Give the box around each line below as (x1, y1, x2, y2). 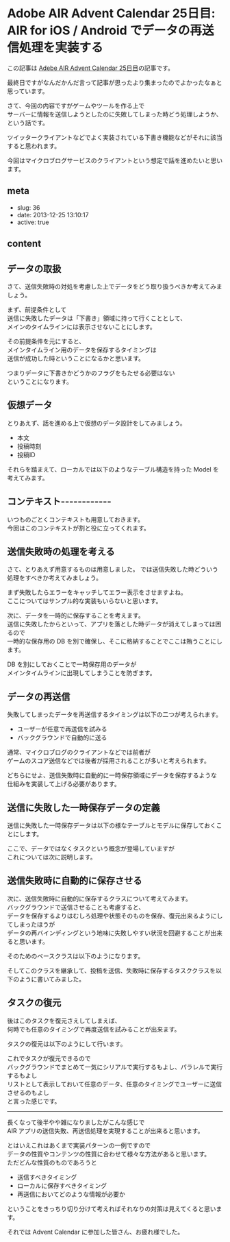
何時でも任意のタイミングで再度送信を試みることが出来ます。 (7, 1025, 181, 1033)
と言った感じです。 (7, 1097, 61, 1105)
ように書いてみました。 (18, 975, 86, 983)
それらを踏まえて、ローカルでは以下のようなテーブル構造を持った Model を (7, 465, 219, 473)
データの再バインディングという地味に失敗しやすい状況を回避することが (7, 929, 211, 937)
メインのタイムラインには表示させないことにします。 (7, 322, 156, 330)
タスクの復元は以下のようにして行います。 (7, 1039, 127, 1048)
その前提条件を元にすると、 (7, 337, 86, 345)
